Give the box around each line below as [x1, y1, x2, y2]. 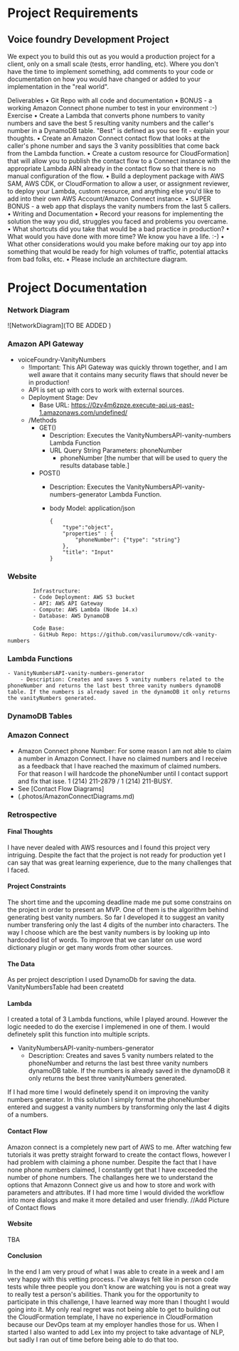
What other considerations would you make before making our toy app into [7, 240, 227, 248]
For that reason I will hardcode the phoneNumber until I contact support [17, 769, 228, 778]
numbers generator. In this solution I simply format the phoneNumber [7, 1096, 210, 1104]
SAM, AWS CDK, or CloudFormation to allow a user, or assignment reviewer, [7, 179, 230, 188]
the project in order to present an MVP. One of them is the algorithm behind [7, 905, 229, 913]
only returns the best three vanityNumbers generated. [28, 1074, 187, 1083]
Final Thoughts [7, 827, 53, 836]
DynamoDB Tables [7, 711, 73, 721]
